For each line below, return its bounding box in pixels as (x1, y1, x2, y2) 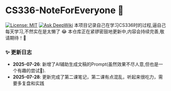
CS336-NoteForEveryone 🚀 (5, 5, 124, 16)
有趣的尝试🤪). (17, 68, 46, 74)
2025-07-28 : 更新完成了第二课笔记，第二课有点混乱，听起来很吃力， (12, 74, 159, 80)
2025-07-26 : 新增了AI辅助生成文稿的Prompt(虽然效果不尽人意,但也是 (12, 61, 159, 68)
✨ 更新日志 (5, 48, 32, 55)
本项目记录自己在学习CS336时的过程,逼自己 (74, 22, 166, 28)
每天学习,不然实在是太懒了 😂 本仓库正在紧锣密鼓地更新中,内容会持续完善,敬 (5, 28, 165, 35)
